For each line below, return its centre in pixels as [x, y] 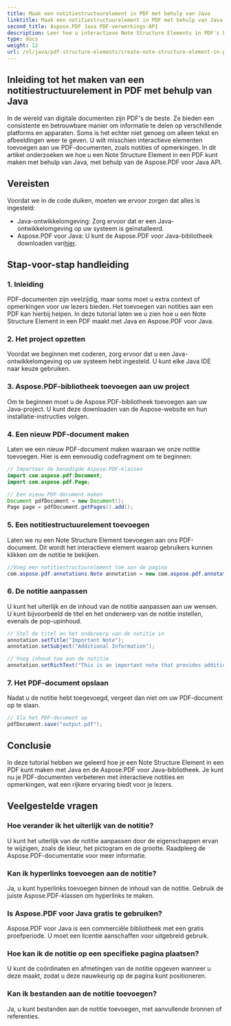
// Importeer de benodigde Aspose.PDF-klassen [75, 470]
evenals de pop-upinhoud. [45, 621]
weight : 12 [23, 46]
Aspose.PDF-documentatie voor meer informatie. [77, 855]
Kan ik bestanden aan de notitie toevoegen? [82, 994]
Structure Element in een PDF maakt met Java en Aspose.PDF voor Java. [111, 321]
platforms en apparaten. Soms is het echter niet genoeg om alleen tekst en [113, 132]
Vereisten [28, 184]
